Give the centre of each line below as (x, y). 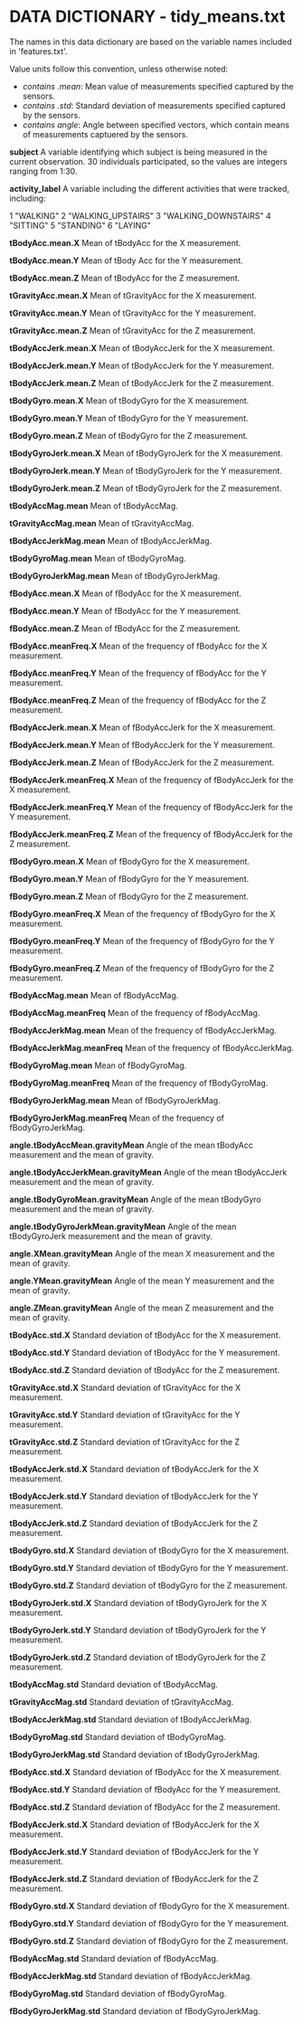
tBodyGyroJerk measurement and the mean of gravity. (111, 1235)
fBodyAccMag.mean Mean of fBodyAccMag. (94, 995)
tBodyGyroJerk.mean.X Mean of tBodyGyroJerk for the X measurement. (146, 453)
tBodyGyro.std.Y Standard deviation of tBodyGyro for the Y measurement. (149, 1567)
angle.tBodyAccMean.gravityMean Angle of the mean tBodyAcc (131, 1145)
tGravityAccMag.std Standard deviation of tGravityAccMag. (122, 1701)
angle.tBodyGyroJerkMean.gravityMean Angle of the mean (123, 1226)
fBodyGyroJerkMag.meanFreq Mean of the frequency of (117, 1118)
